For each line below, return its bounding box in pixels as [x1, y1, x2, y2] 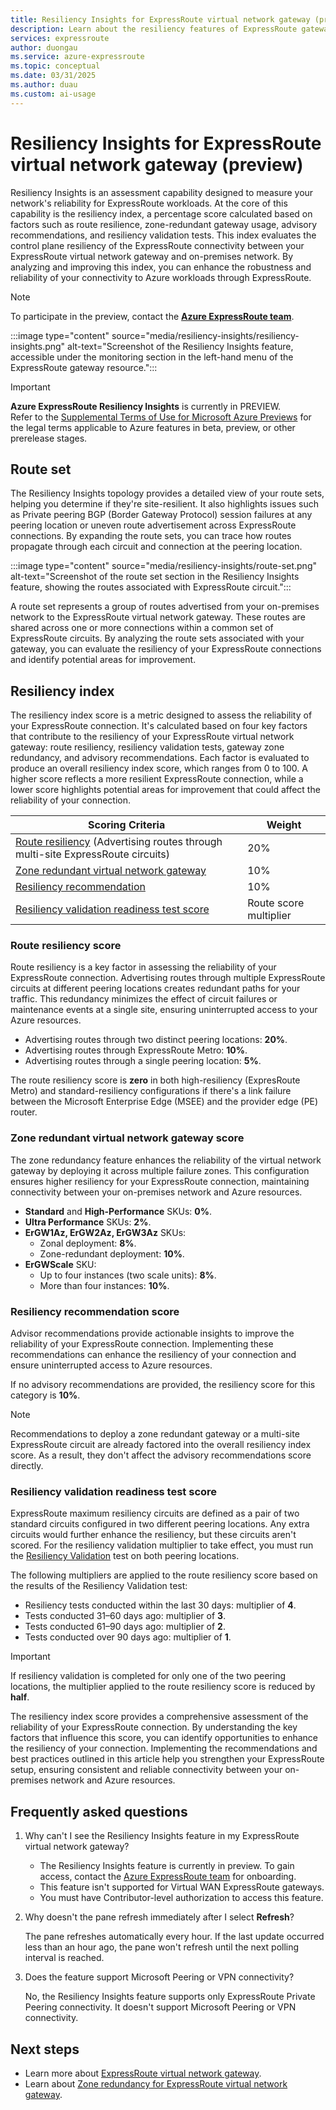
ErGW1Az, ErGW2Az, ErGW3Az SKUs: [24, 1226, 187, 1238]
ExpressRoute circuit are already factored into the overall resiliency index [10, 1439, 312, 1451]
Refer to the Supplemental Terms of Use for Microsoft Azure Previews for [10, 411, 312, 423]
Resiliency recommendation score [10, 1304, 180, 1318]
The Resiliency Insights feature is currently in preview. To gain [39, 1860, 295, 1872]
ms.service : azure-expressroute [10, 52, 145, 62]
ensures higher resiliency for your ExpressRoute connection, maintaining [10, 1175, 310, 1187]
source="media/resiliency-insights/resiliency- [111, 329, 300, 341]
